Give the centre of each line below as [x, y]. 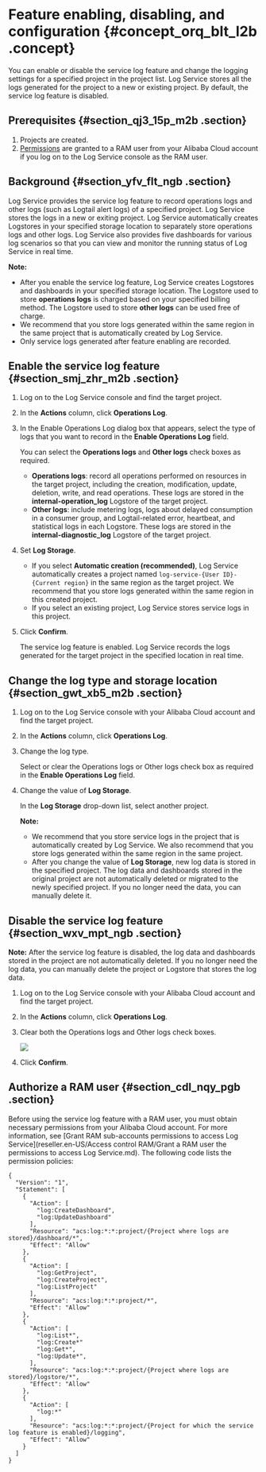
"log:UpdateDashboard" [74, 1217]
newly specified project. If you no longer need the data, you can [136, 888]
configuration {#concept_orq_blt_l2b [133, 31]
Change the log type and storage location [113, 680]
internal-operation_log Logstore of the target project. [120, 501]
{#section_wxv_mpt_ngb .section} [95, 933]
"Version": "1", [42, 1182]
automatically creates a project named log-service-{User [125, 574]
